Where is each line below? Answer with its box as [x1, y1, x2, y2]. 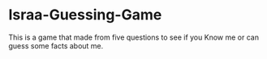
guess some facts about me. [8, 40, 104, 50]
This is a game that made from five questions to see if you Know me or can [8, 32, 260, 42]
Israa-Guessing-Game [8, 6, 162, 24]
